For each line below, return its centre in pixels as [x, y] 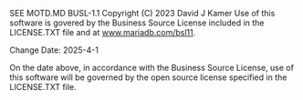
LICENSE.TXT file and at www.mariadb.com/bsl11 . [103, 32]
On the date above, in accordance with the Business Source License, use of [152, 68]
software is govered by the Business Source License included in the [137, 23]
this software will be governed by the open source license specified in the [148, 77]
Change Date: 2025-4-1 [54, 50]
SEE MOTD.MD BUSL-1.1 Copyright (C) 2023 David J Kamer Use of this [142, 13]
